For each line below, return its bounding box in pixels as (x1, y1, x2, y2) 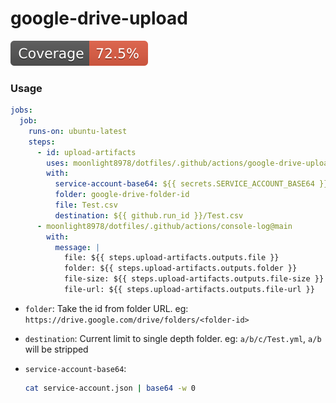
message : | (54, 242, 101, 252)
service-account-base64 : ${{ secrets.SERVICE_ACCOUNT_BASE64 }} (54, 179, 329, 189)
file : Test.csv (54, 200, 118, 211)
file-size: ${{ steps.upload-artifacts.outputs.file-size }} (63, 274, 325, 284)
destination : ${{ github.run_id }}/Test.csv (54, 210, 244, 221)
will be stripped (24, 343, 89, 355)
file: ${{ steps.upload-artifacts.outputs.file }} (63, 253, 280, 263)
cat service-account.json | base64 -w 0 (24, 383, 196, 393)
